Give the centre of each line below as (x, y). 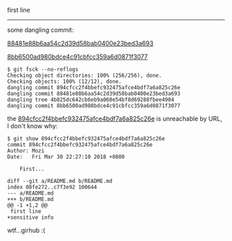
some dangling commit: (40, 30)
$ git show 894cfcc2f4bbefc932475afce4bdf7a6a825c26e (86, 139)
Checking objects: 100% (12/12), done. (65, 82)
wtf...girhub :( (26, 230)
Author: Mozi (26, 151)
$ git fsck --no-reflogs (43, 69)
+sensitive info (30, 217)
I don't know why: (32, 126)
